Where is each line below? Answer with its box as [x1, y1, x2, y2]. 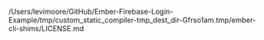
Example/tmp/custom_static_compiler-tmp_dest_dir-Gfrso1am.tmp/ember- [8, 15, 257, 25]
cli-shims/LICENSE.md [8, 24, 84, 33]
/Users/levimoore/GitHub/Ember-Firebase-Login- [8, 7, 174, 16]
